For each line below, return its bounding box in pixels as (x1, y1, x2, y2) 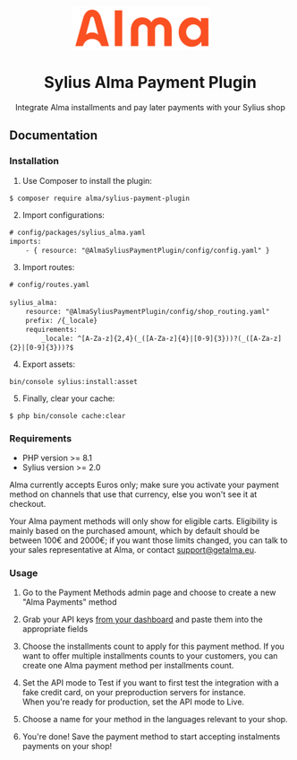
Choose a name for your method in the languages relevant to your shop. (21, 714, 288, 725)
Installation (9, 155, 60, 168)
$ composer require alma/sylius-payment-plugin (9, 194, 191, 203)
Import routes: (21, 261, 75, 272)
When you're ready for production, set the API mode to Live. (21, 696, 244, 707)
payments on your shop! (21, 741, 113, 752)
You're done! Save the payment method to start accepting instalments (21, 731, 281, 742)
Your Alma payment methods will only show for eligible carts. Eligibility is (9, 515, 278, 527)
